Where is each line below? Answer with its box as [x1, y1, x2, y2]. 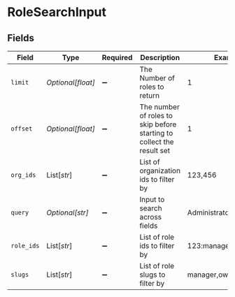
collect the [139, 137, 174, 147]
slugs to [139, 270, 166, 280]
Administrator [187, 208, 232, 217]
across [139, 212, 162, 222]
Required [101, 53, 133, 62]
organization [139, 166, 180, 175]
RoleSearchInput [7, 4, 107, 20]
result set [139, 146, 171, 155]
